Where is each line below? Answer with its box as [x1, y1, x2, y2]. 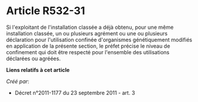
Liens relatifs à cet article [6, 66, 70, 73]
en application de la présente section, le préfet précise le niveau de [6, 42, 171, 50]
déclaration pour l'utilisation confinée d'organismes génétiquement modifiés [6, 36, 193, 43]
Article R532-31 [6, 4, 85, 18]
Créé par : [6, 78, 30, 85]
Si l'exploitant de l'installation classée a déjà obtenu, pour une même [6, 24, 174, 31]
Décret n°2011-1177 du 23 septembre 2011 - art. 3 [14, 89, 135, 96]
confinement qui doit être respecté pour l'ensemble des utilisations [6, 48, 170, 55]
